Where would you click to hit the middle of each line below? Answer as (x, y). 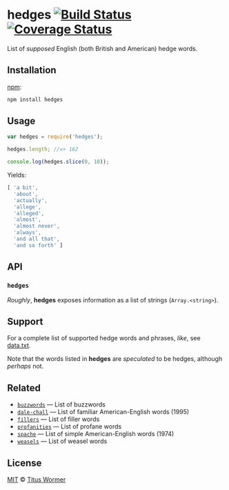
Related (24, 388)
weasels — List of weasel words (62, 441)
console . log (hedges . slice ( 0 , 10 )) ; (58, 162)
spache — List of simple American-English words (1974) (96, 434)
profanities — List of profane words (69, 427)
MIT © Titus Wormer (37, 479)
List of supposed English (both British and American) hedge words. (102, 48)
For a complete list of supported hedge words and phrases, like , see (104, 338)
